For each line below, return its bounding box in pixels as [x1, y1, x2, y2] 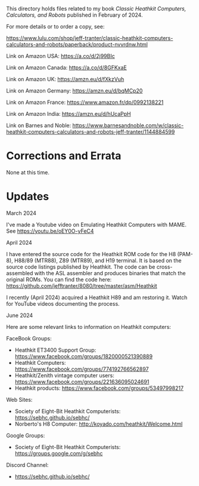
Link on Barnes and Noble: [6, 122, 71, 129]
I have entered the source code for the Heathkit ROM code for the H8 [6, 250, 176, 257]
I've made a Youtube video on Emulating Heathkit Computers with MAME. [6, 221, 186, 228]
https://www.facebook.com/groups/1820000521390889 [14, 352, 153, 360]
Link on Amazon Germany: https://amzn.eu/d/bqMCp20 [6, 87, 143, 94]
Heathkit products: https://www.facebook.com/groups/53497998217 [14, 385, 184, 392]
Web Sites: [6, 396, 33, 403]
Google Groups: [6, 432, 45, 439]
